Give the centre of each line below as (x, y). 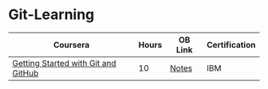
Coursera (71, 44)
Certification (231, 44)
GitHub (26, 73)
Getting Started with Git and (65, 63)
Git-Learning (51, 15)
